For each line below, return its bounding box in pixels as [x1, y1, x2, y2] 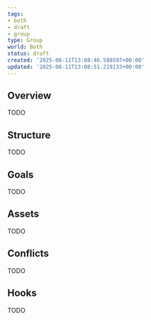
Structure [7, 129, 51, 141]
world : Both [7, 43, 43, 50]
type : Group [7, 37, 43, 44]
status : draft [7, 50, 50, 58]
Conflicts [7, 247, 49, 260]
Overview [7, 90, 52, 102]
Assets [7, 208, 39, 220]
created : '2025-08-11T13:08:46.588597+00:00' [7, 57, 145, 64]
